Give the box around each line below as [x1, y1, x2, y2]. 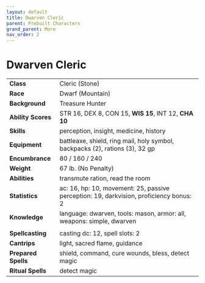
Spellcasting [9, 229, 47, 238]
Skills [9, 127, 26, 135]
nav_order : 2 [6, 32, 40, 38]
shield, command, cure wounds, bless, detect [59, 249, 189, 257]
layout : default [6, 9, 48, 15]
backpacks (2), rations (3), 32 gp [59, 144, 156, 153]
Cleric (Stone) [59, 79, 100, 88]
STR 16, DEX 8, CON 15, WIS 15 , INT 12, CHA [59, 109, 194, 118]
